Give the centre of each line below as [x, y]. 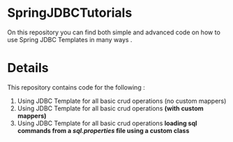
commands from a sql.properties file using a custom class [103, 130]
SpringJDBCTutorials [70, 13]
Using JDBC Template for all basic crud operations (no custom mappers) [122, 101]
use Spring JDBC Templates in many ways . [70, 39]
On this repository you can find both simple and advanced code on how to [114, 32]
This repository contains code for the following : [76, 87]
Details [28, 68]
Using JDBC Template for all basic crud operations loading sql [107, 123]
